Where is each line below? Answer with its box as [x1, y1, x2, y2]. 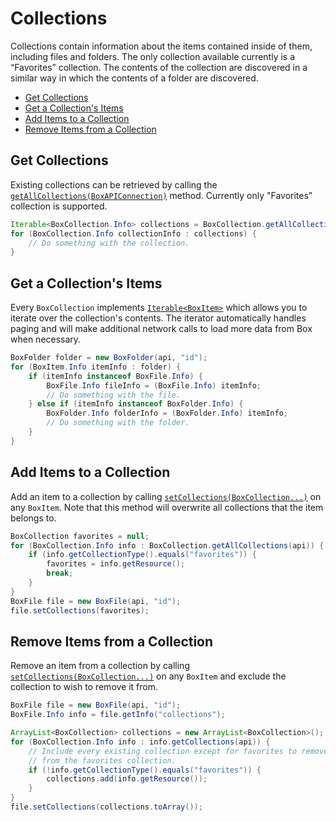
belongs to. [10, 512, 57, 524]
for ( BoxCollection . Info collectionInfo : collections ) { [10, 228, 257, 239]
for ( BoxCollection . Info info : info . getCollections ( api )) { [10, 737, 271, 747]
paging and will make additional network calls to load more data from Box [10, 323, 313, 335]
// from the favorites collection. [28, 755, 177, 766]
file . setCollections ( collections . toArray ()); [10, 802, 203, 812]
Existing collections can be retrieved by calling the [10, 178, 218, 191]
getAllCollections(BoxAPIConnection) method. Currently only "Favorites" [10, 189, 313, 201]
